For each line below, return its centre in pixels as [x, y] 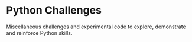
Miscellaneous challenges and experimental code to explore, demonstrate [96, 27]
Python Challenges [54, 10]
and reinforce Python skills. [39, 33]
